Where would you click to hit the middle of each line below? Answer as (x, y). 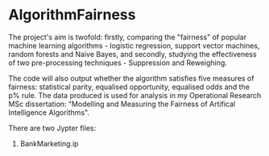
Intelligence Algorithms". (49, 112)
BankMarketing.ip (49, 143)
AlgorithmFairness (72, 15)
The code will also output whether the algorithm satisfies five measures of (131, 78)
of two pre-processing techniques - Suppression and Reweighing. (118, 63)
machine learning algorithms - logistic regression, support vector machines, (134, 45)
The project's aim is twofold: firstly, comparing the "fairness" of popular (128, 37)
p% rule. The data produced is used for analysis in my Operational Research (135, 95)
